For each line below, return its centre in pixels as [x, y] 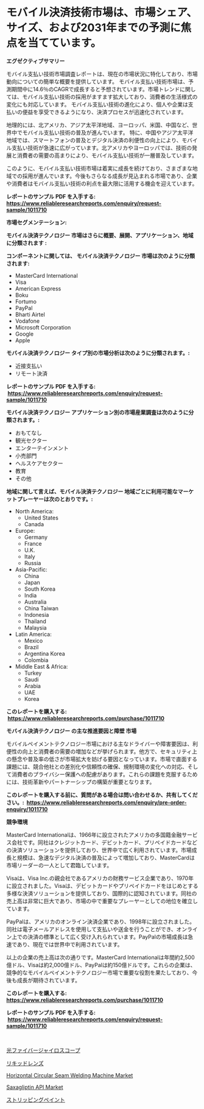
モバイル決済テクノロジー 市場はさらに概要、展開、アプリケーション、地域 [100, 235]
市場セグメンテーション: [37, 222]
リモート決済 [31, 373]
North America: [34, 511]
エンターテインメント [42, 448]
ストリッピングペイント [36, 1099]
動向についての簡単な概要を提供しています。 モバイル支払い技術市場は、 [97, 81]
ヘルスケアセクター [39, 463]
